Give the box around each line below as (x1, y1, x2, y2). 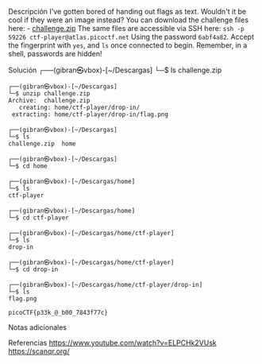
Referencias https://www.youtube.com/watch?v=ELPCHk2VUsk (8, 338, 217, 347)
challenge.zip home (8, 140, 77, 148)
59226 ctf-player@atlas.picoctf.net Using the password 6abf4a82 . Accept (8, 32, 255, 41)
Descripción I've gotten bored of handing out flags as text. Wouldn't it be (8, 7, 247, 16)
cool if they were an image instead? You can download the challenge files (8, 15, 249, 25)
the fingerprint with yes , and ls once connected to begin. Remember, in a (8, 41, 248, 50)
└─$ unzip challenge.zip (8, 90, 91, 98)
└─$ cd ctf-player (8, 214, 69, 222)
